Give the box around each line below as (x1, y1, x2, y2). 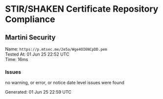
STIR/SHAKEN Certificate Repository (5, 3, 159, 15)
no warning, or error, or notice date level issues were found (5, 79, 125, 86)
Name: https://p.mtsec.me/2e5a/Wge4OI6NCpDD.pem (5, 46, 108, 52)
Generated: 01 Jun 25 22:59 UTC (5, 89, 72, 95)
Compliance (5, 14, 55, 25)
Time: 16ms (5, 57, 28, 62)
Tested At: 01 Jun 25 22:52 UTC (5, 51, 70, 57)
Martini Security (5, 33, 56, 41)
